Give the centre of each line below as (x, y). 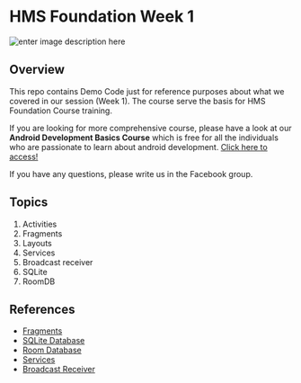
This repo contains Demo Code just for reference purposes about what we (147, 91)
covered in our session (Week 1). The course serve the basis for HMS (137, 101)
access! (24, 156)
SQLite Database (53, 341)
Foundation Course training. (61, 111)
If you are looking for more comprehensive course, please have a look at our (150, 128)
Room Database (52, 350)
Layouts (37, 243)
